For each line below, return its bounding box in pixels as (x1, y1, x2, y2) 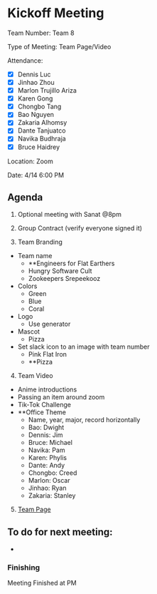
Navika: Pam (28, 446, 65, 454)
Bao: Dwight (28, 423, 65, 432)
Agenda (7, 191, 43, 203)
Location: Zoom (7, 157, 53, 165)
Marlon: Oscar (28, 476, 70, 485)
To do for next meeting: (7, 526, 113, 538)
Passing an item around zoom (17, 393, 105, 401)
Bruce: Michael (28, 439, 73, 447)
